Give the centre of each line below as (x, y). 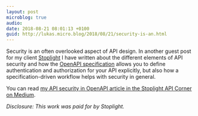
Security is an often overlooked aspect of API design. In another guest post (99, 51)
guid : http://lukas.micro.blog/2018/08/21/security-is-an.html (87, 34)
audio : (14, 23)
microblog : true (26, 17)
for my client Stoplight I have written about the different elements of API (95, 58)
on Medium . (21, 95)
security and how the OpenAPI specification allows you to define (86, 64)
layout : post (22, 12)
